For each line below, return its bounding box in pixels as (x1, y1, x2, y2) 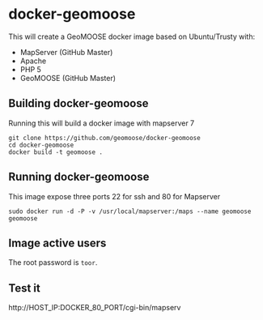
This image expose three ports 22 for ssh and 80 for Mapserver (8, 191, 221, 201)
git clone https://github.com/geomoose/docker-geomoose (8, 134, 201, 142)
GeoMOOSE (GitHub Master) (19, 73, 116, 83)
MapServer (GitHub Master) (19, 47, 113, 57)
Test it (8, 281, 40, 295)
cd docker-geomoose (8, 141, 74, 149)
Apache (19, 56, 47, 66)
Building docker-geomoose (8, 96, 149, 110)
